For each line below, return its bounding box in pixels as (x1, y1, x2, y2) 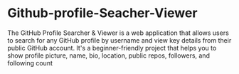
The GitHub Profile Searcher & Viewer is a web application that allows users (7, 28, 229, 37)
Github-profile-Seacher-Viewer (7, 5, 198, 21)
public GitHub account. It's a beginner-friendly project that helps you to (7, 43, 217, 52)
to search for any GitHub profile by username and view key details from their (7, 36, 232, 44)
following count (7, 58, 53, 67)
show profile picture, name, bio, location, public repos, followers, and (7, 51, 210, 60)
